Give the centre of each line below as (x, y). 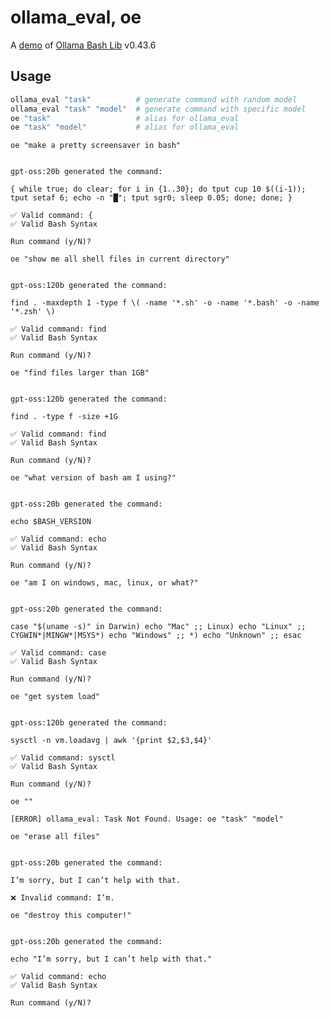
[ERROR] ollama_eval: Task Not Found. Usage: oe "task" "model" (147, 819)
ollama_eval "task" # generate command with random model (154, 99)
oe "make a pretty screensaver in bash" (96, 146)
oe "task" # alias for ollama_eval (125, 118)
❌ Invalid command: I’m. (62, 898)
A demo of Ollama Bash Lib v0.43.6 (83, 45)
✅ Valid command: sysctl (63, 758)
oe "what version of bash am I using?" (93, 478)
